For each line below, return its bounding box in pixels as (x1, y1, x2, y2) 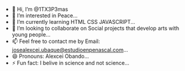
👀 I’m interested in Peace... (11, 12, 78, 19)
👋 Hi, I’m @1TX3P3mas (11, 6, 69, 13)
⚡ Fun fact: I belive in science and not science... (11, 60, 129, 66)
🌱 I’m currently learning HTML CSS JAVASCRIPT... (11, 18, 135, 25)
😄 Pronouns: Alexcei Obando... (11, 53, 90, 60)
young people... (11, 31, 51, 38)
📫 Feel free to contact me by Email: (11, 38, 100, 45)
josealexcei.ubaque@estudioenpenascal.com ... (11, 47, 128, 53)
